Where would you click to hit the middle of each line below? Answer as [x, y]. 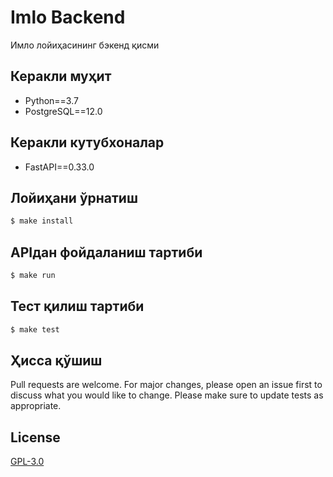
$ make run [33, 276]
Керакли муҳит [61, 76]
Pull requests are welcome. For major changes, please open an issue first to [166, 385]
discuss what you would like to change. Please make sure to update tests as [167, 395]
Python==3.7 [51, 100]
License [35, 437]
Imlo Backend [68, 17]
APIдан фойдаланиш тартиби [106, 252]
